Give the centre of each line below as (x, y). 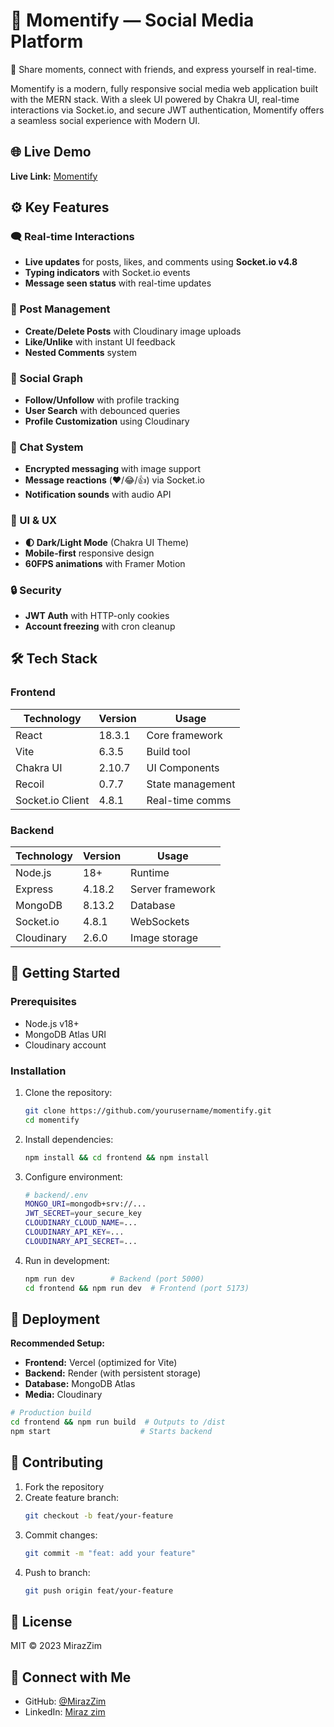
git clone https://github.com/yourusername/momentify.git (148, 1110)
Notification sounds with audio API (98, 495)
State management (191, 784)
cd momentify (52, 1120)
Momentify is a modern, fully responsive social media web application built (164, 88)
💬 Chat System (47, 447)
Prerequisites (43, 1002)
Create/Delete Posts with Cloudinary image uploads (133, 331)
